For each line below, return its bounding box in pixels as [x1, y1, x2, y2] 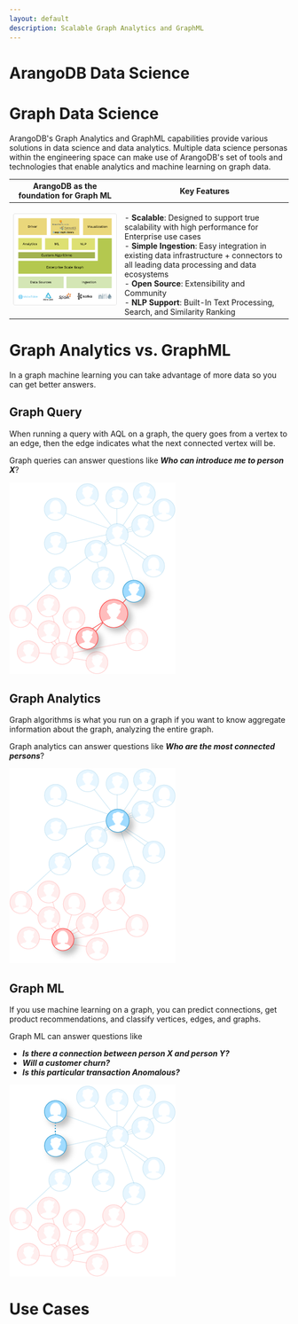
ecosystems [123, 269, 169, 279]
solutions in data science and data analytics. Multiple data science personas [9, 142, 288, 153]
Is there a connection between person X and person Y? [21, 1048, 231, 1059]
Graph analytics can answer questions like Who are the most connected [9, 741, 275, 752]
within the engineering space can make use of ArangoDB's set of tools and [9, 152, 284, 162]
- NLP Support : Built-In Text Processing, [123, 297, 275, 308]
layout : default [9, 14, 69, 23]
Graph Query [9, 404, 82, 420]
